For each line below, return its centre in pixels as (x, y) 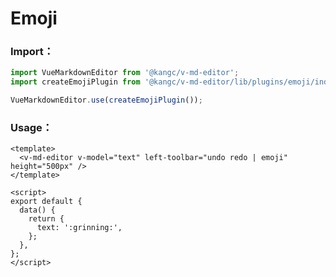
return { (46, 219)
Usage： (31, 128)
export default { (46, 202)
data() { (37, 210)
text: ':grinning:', (79, 228)
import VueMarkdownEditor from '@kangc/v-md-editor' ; (125, 73)
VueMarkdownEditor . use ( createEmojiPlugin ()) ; (106, 100)
